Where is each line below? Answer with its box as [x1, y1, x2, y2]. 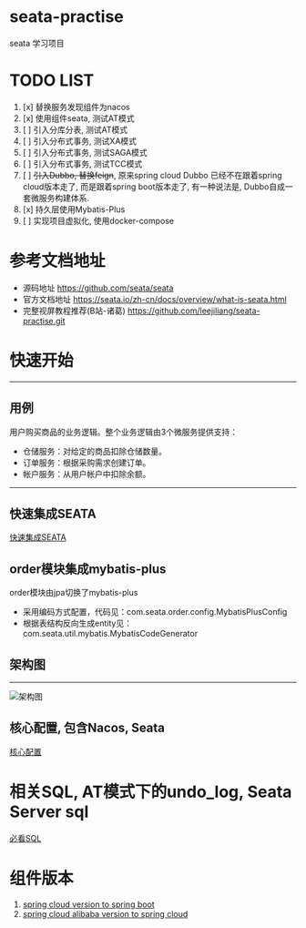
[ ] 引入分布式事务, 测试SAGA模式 [22, 147, 148, 158]
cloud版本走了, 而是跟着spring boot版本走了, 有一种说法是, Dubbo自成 [22, 180, 285, 192]
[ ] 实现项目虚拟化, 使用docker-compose [22, 215, 175, 226]
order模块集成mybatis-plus [9, 561, 167, 576]
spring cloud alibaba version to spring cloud [22, 908, 189, 919]
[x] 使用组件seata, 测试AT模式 [22, 112, 135, 124]
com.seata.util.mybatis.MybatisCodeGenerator [22, 628, 199, 639]
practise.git [22, 315, 66, 326]
